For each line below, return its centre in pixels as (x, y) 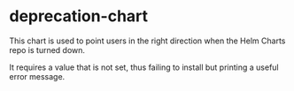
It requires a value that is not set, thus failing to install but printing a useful (144, 67)
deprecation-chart (79, 16)
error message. (37, 76)
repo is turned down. (47, 49)
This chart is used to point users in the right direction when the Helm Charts (147, 41)
